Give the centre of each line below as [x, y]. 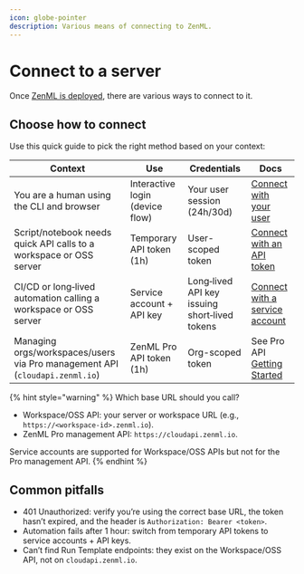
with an [266, 244]
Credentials [215, 168]
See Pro [268, 341]
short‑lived [210, 315]
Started [267, 375]
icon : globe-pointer [48, 18]
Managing [35, 341]
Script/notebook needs [63, 233]
